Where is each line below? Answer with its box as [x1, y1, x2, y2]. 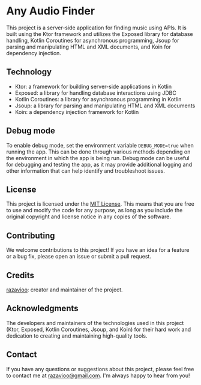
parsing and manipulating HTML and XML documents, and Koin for [6, 43, 172, 50]
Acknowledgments [6, 303, 79, 314]
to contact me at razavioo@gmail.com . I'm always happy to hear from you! [6, 372, 190, 379]
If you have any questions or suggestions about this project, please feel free [6, 365, 194, 372]
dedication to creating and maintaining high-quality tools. [6, 332, 148, 339]
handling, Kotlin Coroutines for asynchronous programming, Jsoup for [6, 37, 179, 44]
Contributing [6, 230, 55, 240]
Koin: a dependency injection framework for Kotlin [14, 108, 139, 115]
